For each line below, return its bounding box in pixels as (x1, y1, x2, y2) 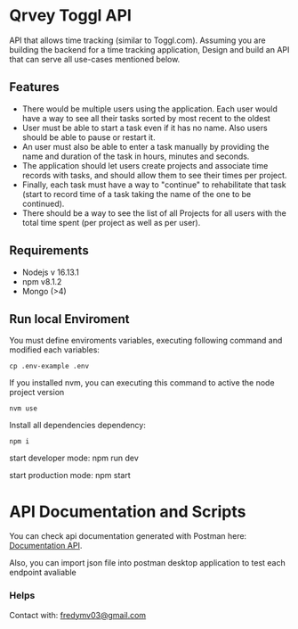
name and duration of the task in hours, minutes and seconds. (21, 151, 250, 161)
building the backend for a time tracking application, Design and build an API (9, 44, 290, 54)
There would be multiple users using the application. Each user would (21, 103, 278, 114)
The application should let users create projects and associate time (21, 160, 269, 170)
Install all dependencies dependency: (9, 420, 147, 431)
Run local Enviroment (9, 311, 131, 327)
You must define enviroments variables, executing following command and (9, 335, 283, 346)
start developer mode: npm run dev (9, 452, 140, 464)
